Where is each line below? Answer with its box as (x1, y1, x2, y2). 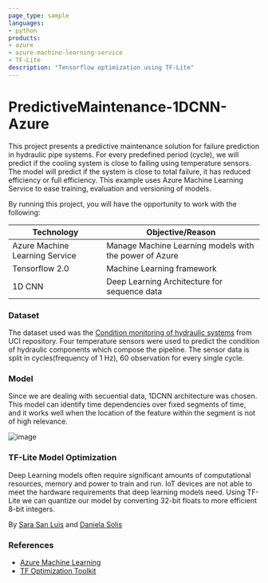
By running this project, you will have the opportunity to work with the (8, 199, 238, 208)
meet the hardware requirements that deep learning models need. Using (8, 487, 246, 497)
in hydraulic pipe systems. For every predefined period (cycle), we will (8, 149, 239, 160)
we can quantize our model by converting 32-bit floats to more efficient (22, 495, 258, 505)
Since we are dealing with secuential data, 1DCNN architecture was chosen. (8, 392, 258, 401)
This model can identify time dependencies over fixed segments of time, (8, 400, 246, 409)
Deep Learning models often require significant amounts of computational (8, 470, 251, 479)
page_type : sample (8, 11, 69, 20)
